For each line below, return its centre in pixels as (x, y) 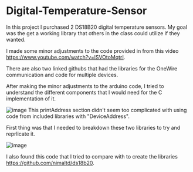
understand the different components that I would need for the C (84, 92)
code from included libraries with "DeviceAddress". (68, 116)
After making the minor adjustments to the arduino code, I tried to (85, 86)
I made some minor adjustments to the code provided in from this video (92, 50)
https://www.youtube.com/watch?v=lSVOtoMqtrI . (66, 57)
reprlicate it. (21, 134)
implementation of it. (31, 99)
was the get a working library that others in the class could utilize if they (93, 33)
